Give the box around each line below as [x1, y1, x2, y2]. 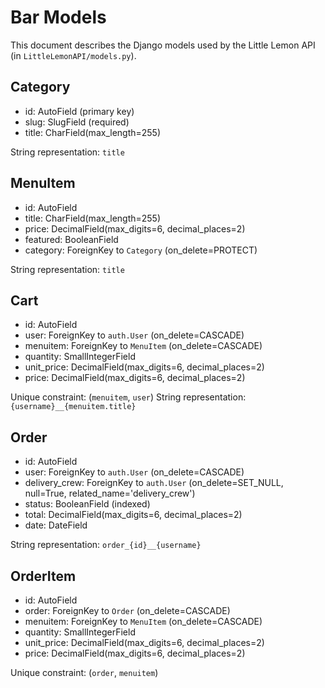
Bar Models [10, 6, 107, 29]
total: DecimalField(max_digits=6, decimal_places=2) [24, 509, 243, 521]
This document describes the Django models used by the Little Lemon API [10, 39, 316, 51]
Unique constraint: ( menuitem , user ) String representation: [10, 391, 247, 403]
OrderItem [10, 567, 77, 585]
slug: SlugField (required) [24, 116, 130, 128]
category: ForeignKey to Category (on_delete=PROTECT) [24, 244, 258, 256]
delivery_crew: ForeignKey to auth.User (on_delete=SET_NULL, [24, 477, 284, 489]
